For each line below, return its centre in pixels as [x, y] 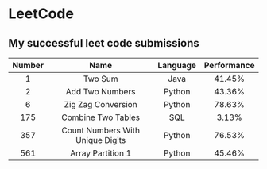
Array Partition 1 [101, 153]
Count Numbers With [101, 130]
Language [177, 65]
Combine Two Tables [101, 117]
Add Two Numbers [101, 92]
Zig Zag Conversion [101, 104]
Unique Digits [101, 140]
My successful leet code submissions [104, 43]
